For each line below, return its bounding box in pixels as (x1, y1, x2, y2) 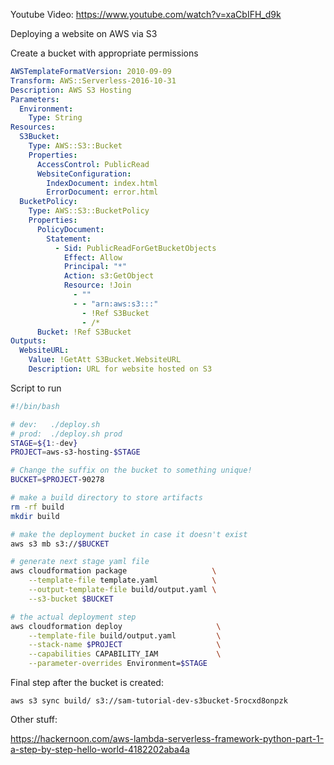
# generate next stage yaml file (10, 557, 150, 567)
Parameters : (10, 94, 60, 104)
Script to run (10, 382, 62, 394)
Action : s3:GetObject (63, 271, 155, 281)
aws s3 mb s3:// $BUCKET (10, 539, 110, 549)
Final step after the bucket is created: (10, 677, 164, 688)
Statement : (46, 234, 92, 244)
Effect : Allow (63, 252, 123, 263)
